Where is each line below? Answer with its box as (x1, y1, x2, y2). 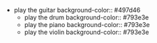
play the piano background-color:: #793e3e (24, 21, 150, 28)
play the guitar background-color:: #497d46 (13, 6, 141, 14)
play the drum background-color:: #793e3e (24, 13, 149, 21)
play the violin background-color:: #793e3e (24, 28, 149, 36)
